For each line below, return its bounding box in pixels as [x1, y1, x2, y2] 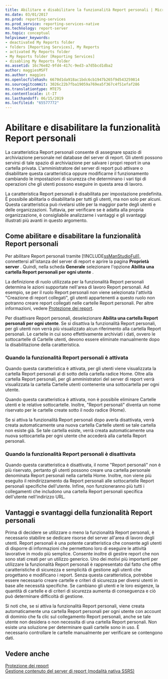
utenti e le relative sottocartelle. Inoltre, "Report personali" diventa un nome [5, 402, 161, 408]
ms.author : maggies [5, 73, 46, 78]
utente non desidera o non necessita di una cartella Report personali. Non [5, 619, 157, 625]
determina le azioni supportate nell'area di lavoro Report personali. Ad [5, 284, 149, 290]
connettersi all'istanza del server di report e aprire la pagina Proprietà [5, 258, 149, 264]
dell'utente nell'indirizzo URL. [5, 494, 66, 500]
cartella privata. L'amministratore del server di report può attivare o [5, 165, 143, 171]
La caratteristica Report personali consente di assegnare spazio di [5, 149, 141, 155]
